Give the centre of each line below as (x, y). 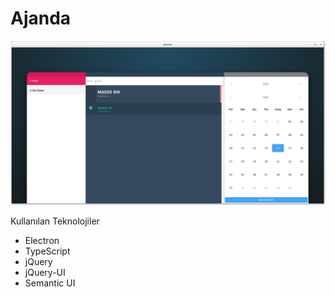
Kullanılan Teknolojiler (55, 221)
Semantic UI (50, 283)
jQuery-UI (45, 272)
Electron (42, 240)
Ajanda (41, 18)
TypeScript (47, 251)
